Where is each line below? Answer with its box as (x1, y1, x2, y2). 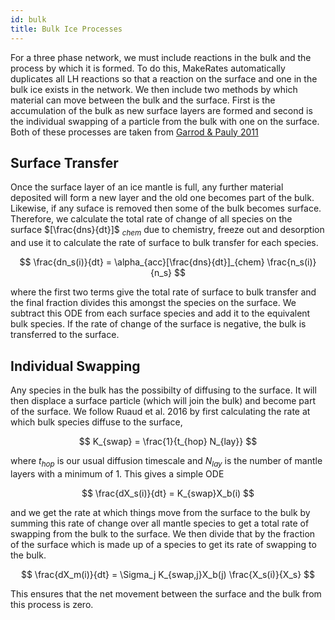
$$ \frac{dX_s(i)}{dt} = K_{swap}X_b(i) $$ (81, 487, 255, 499)
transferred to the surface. (10, 329, 120, 341)
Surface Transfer (10, 154, 119, 171)
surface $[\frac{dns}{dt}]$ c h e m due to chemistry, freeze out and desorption (10, 224, 325, 238)
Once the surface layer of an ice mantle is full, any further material (10, 181, 284, 193)
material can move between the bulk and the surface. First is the (10, 94, 276, 106)
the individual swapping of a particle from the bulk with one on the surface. (10, 115, 320, 127)
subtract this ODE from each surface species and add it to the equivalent (10, 307, 311, 320)
